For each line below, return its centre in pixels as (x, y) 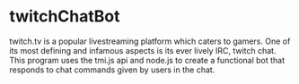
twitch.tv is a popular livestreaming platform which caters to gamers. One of (150, 41)
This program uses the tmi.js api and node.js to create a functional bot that (147, 60)
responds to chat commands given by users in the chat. (112, 70)
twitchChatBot (65, 17)
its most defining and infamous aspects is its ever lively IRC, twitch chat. (143, 50)
